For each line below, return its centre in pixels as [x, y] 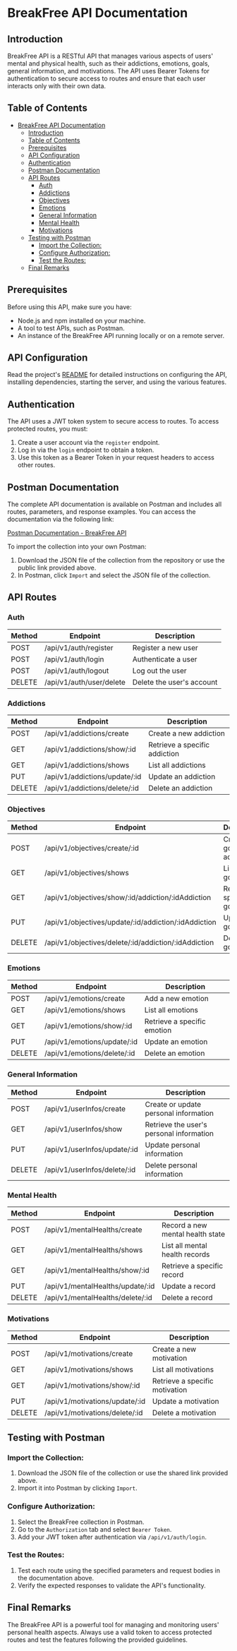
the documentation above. [56, 1578]
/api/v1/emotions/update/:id [91, 1041]
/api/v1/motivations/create [89, 1353]
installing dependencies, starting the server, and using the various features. [117, 382]
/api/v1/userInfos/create [85, 1108]
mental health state [194, 1235]
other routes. [36, 465]
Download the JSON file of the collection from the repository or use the [121, 560]
